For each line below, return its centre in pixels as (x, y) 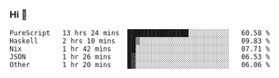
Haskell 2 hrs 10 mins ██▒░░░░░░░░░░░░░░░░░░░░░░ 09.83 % (140, 41)
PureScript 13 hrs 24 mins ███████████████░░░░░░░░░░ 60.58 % (140, 34)
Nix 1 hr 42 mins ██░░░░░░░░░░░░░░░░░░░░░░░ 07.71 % (140, 49)
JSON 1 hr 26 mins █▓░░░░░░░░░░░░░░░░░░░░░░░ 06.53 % (140, 57)
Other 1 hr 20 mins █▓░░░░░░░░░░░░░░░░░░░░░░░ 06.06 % (140, 65)
